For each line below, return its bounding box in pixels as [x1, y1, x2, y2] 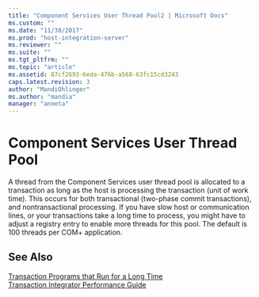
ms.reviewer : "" [8, 41, 62, 49]
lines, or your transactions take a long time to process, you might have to [8, 211, 246, 220]
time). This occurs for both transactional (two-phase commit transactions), [8, 194, 252, 204]
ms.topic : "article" [8, 63, 77, 71]
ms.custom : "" [8, 19, 55, 27]
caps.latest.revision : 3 [8, 78, 90, 86]
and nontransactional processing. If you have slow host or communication [8, 203, 249, 212]
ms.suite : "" [8, 48, 51, 56]
